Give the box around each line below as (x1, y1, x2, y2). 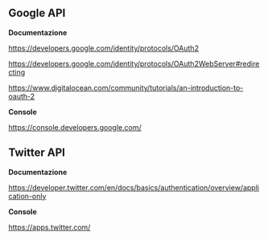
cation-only (8, 191, 47, 201)
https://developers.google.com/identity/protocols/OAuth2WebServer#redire (8, 59, 260, 68)
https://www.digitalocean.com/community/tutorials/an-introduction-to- (8, 83, 244, 92)
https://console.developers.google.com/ (8, 122, 142, 132)
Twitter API (8, 146, 66, 160)
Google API (8, 6, 66, 20)
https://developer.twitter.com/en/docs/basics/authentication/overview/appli (8, 182, 260, 192)
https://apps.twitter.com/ (8, 222, 91, 232)
